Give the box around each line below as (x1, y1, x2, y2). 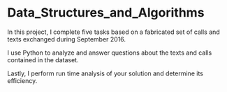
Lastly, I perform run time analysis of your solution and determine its (7, 69, 204, 77)
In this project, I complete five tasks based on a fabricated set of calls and (7, 28, 220, 36)
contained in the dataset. (7, 55, 79, 64)
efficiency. (7, 76, 38, 84)
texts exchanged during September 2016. (7, 35, 126, 43)
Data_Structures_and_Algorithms (7, 5, 205, 21)
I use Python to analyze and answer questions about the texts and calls (7, 48, 212, 57)
